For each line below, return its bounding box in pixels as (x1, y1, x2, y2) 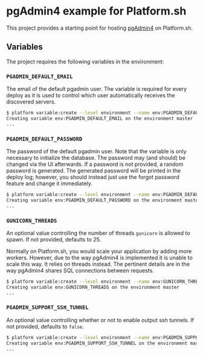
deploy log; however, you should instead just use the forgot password (6, 173, 179, 180)
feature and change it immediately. (6, 180, 92, 187)
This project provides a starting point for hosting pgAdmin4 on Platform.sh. (6, 24, 193, 31)
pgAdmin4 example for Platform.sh (6, 4, 187, 18)
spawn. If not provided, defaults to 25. (6, 236, 101, 243)
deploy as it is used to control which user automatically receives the (6, 92, 175, 99)
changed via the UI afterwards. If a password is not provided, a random (6, 160, 184, 168)
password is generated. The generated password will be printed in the (6, 166, 181, 174)
